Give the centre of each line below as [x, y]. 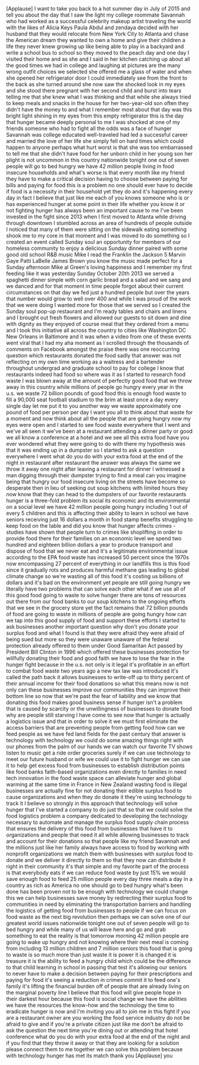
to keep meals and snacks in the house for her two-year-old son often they [97, 103]
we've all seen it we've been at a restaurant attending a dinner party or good [99, 431]
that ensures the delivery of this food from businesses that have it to [89, 828]
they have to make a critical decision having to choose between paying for [97, 179]
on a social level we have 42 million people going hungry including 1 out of [97, 507]
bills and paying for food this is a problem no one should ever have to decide [99, 185]
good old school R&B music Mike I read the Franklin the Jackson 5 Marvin [96, 254]
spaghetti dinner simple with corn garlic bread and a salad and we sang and [99, 280]
